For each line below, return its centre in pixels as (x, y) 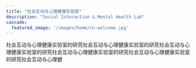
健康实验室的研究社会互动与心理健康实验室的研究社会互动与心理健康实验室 (100, 52)
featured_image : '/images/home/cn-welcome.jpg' (70, 28)
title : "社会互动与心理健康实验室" (44, 11)
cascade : (17, 22)
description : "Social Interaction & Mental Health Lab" (75, 17)
